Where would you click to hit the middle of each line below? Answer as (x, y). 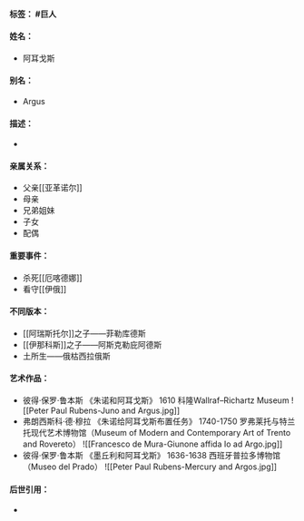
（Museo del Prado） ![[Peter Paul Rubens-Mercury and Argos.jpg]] (150, 467)
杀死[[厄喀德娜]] (53, 278)
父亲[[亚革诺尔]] (53, 188)
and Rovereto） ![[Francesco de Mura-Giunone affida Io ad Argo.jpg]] (152, 444)
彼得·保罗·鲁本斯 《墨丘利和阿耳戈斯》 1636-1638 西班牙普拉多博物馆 (152, 456)
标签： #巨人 (33, 14)
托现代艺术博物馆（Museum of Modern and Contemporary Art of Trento (157, 433)
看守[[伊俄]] (44, 289)
